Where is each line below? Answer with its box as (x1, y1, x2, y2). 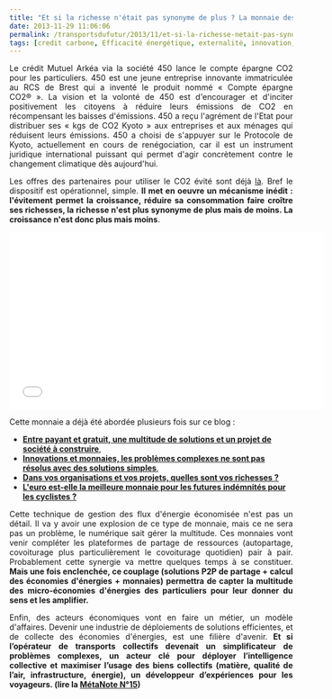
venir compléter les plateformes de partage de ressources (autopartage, (9, 537, 293, 549)
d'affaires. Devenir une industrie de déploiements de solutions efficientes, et (9, 622, 293, 632)
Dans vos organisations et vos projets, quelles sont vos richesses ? (22, 472, 279, 483)
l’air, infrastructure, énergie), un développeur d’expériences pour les (9, 669, 293, 680)
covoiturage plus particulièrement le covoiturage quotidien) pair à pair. (9, 547, 293, 558)
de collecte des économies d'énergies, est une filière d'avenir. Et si (9, 632, 293, 642)
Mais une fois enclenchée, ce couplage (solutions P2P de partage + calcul (9, 566, 293, 577)
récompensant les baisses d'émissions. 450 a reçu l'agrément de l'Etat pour (9, 111, 293, 121)
